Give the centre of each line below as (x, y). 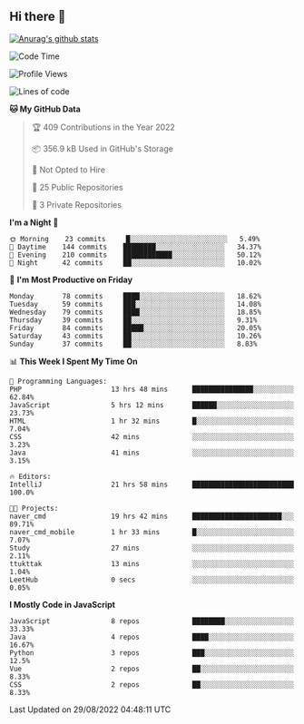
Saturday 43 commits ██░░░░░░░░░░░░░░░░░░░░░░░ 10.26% (135, 336)
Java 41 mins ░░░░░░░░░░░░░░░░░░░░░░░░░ (152, 453)
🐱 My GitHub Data (45, 109)
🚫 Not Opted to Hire (69, 170)
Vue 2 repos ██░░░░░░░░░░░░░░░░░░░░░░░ (152, 669)
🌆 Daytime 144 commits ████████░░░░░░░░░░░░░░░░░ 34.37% (135, 247)
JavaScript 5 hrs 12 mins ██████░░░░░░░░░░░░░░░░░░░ (152, 405)
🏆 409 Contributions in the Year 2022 (103, 127)
